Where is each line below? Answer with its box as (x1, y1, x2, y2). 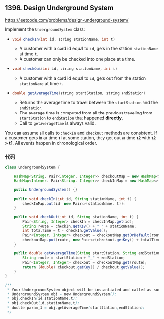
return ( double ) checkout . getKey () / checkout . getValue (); (22, 265, 145, 270)
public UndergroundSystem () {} (14, 187, 78, 192)
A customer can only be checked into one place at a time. (19, 56, 136, 62)
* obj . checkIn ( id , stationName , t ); (7, 296, 78, 301)
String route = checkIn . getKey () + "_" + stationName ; (22, 224, 137, 229)
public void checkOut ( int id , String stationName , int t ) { (14, 215, 139, 220)
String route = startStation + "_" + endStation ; (22, 255, 125, 261)
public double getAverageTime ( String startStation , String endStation (14, 251, 161, 256)
